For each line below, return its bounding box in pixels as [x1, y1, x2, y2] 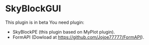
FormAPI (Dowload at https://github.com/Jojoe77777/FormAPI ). [12, 34, 144, 40]
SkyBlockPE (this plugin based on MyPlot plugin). [12, 29, 115, 35]
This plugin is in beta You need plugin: [5, 19, 85, 25]
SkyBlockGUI [5, 3, 61, 14]
